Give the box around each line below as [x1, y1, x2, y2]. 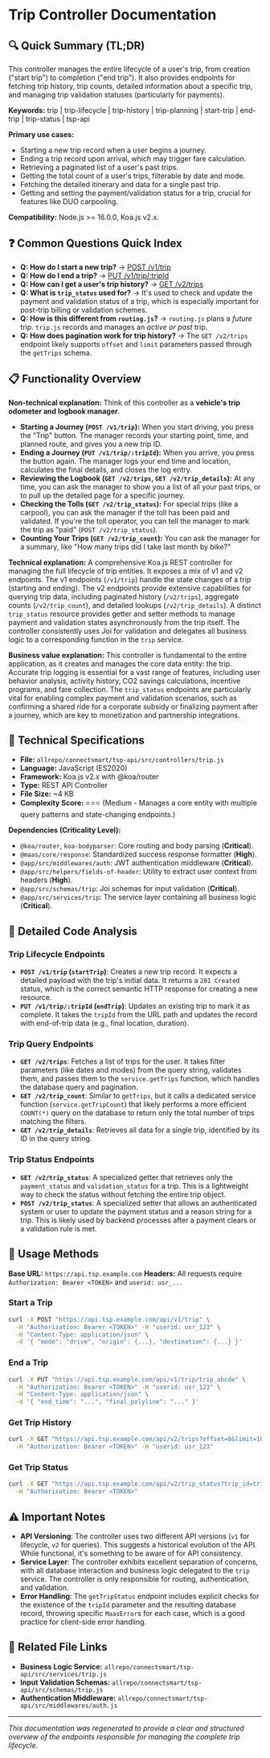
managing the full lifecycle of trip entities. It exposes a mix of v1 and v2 [8, 566, 243, 576]
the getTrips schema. [19, 348, 92, 357]
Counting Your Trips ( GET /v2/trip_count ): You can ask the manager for [19, 533, 260, 543]
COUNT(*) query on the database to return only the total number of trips [19, 1108, 255, 1118]
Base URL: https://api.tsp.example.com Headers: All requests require [8, 1269, 243, 1278]
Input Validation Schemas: [19, 1677, 111, 1687]
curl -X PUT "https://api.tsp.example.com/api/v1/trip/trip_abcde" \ [8, 1375, 247, 1384]
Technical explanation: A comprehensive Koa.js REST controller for [8, 557, 233, 567]
